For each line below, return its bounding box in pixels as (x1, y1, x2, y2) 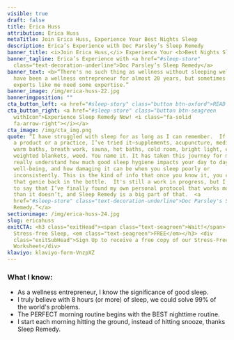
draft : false (7, 17, 45, 24)
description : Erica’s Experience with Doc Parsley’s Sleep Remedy (7, 42, 204, 49)
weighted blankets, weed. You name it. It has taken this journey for (13, 152, 223, 160)
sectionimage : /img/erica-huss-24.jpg (7, 211, 120, 218)
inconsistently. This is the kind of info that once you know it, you (13, 172, 223, 179)
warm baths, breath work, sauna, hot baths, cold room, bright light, (13, 146, 223, 153)
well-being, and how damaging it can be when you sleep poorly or (13, 165, 210, 172)
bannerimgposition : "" (7, 95, 73, 102)
